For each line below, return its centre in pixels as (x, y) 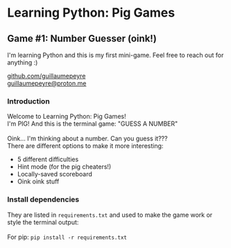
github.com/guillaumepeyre (46, 76)
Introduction (28, 101)
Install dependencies (43, 199)
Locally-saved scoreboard (54, 174)
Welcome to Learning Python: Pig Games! (67, 117)
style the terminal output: (43, 222)
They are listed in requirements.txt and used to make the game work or (110, 215)
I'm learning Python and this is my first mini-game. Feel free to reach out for (115, 55)
